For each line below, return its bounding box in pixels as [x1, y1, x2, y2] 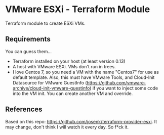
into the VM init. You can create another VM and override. [12, 90, 133, 97]
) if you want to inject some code [89, 85, 158, 91]
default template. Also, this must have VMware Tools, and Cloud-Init [12, 74, 155, 80]
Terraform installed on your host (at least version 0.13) [12, 58, 126, 64]
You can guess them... [5, 48, 52, 54]
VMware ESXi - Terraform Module [5, 4, 150, 15]
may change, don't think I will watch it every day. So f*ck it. [5, 124, 129, 130]
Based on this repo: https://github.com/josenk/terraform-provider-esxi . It [5, 118, 157, 124]
